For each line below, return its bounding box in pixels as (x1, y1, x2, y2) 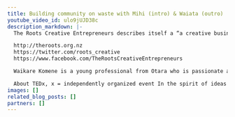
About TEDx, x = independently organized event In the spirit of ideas (13, 80, 227, 87)
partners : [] (7, 100, 45, 107)
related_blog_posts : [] (7, 93, 77, 100)
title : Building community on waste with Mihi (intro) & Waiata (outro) (7, 10, 224, 17)
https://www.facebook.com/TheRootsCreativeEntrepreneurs (13, 55, 183, 63)
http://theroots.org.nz (13, 42, 83, 49)
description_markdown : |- (7, 23, 83, 30)
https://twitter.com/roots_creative (13, 49, 120, 56)
